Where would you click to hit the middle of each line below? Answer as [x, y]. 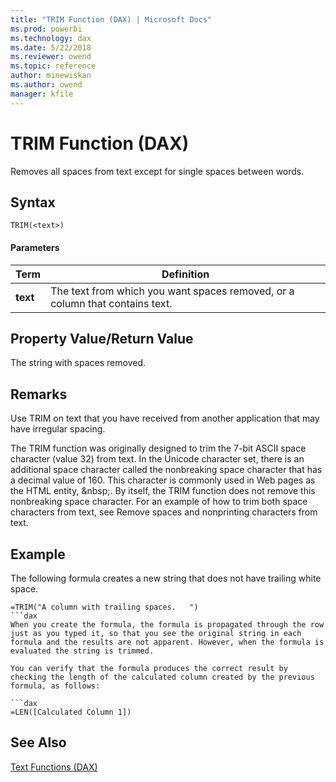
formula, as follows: [55, 686]
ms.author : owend [46, 85]
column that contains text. [111, 303]
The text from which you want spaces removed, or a [172, 291]
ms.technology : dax [51, 38]
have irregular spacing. [58, 429]
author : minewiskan [51, 76]
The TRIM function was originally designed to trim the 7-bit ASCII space [158, 448]
